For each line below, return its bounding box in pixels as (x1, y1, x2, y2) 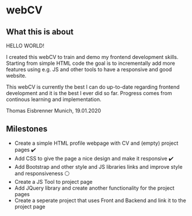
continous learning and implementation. (6, 96, 102, 103)
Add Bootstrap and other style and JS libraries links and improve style (14, 163, 183, 170)
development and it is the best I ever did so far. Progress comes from (6, 90, 172, 96)
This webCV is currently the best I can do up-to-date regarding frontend (6, 83, 180, 90)
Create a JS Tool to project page (14, 178, 93, 185)
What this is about (6, 27, 74, 37)
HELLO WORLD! (6, 42, 45, 49)
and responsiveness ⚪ (14, 170, 70, 177)
